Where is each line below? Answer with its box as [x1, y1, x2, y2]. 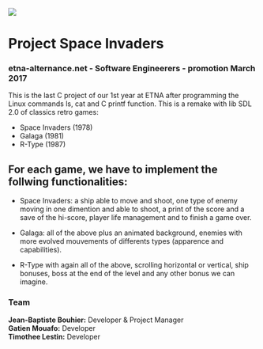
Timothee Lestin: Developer [8, 332, 101, 341]
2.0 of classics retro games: [8, 108, 99, 117]
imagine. [19, 277, 48, 286]
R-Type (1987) [19, 139, 66, 150]
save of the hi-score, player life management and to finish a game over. [19, 213, 252, 222]
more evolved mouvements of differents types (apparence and [19, 237, 224, 246]
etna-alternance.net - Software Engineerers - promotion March [8, 63, 256, 74]
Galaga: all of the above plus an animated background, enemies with [19, 228, 242, 237]
